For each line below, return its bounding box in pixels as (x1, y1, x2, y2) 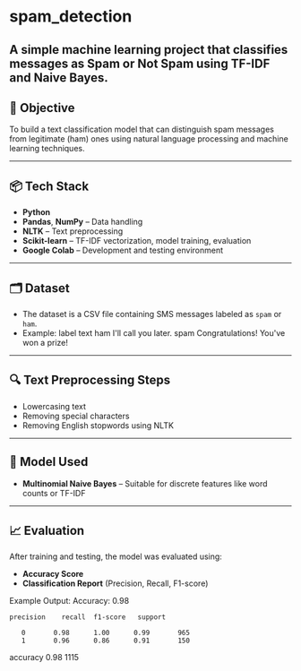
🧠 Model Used (9, 454, 89, 469)
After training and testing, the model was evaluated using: (9, 551, 222, 562)
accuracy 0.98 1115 (9, 652, 79, 663)
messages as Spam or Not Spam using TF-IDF (9, 56, 271, 71)
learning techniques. (9, 143, 85, 154)
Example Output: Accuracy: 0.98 (9, 596, 130, 606)
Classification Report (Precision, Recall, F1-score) (21, 578, 209, 589)
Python (21, 207, 51, 218)
